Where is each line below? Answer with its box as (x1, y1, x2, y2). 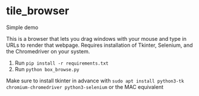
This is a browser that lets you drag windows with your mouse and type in (6, 35, 187, 42)
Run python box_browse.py (14, 65, 80, 72)
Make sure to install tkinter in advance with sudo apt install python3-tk (6, 77, 184, 84)
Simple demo (6, 24, 39, 31)
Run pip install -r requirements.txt (14, 59, 109, 66)
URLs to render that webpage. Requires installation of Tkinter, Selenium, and (6, 41, 193, 49)
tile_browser (6, 4, 70, 18)
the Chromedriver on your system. (6, 47, 90, 55)
